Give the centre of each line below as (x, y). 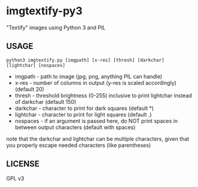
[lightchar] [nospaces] (36, 65)
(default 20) (30, 89)
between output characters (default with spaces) (75, 127)
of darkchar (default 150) (45, 102)
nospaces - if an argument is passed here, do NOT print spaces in (96, 121)
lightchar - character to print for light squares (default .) (83, 114)
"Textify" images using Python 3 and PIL (56, 27)
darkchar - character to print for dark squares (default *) (84, 108)
